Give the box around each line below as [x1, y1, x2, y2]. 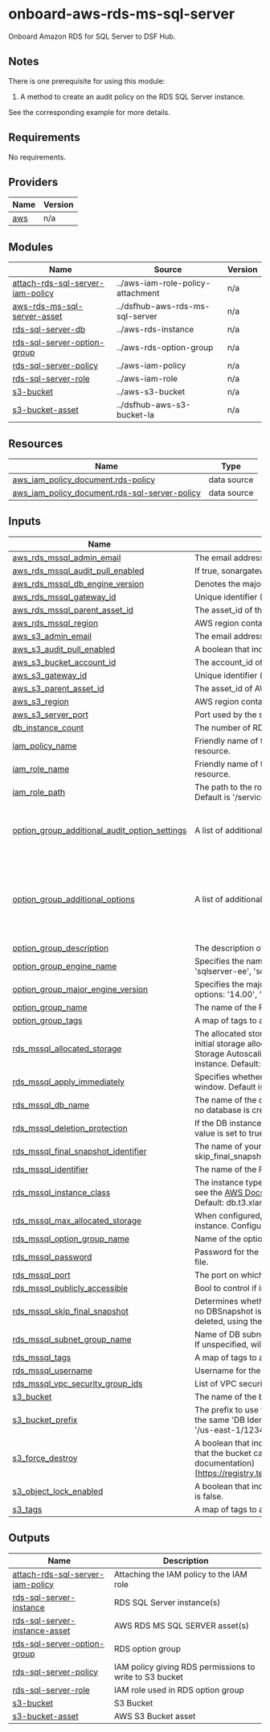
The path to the [194, 781, 252, 793]
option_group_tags [12, 1015, 83, 1026]
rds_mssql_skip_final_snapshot [12, 1305, 129, 1317]
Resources [8, 436, 63, 451]
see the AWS [194, 1186, 243, 1198]
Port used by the [194, 709, 257, 720]
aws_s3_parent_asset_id [12, 682, 104, 694]
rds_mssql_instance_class [12, 1186, 111, 1198]
